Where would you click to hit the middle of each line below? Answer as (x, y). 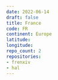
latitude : (19, 40)
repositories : (24, 57)
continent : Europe (29, 34)
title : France (24, 23)
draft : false (22, 17)
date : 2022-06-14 (28, 12)
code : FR (17, 29)
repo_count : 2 (24, 51)
